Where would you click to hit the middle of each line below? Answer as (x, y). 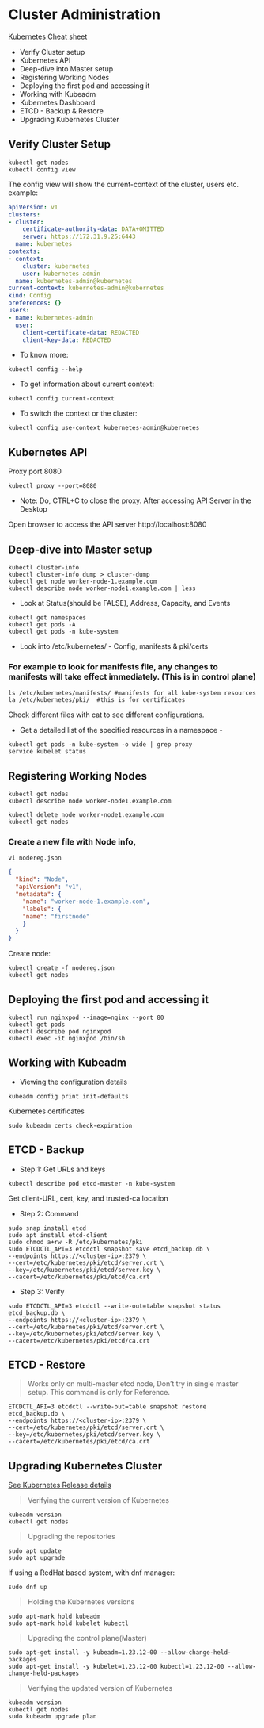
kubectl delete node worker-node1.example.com (86, 815)
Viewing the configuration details (74, 1082)
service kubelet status (47, 752)
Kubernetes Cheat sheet (48, 36)
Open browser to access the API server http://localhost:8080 (107, 524)
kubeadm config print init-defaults (68, 1096)
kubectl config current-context (61, 399)
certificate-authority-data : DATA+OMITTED (93, 229)
